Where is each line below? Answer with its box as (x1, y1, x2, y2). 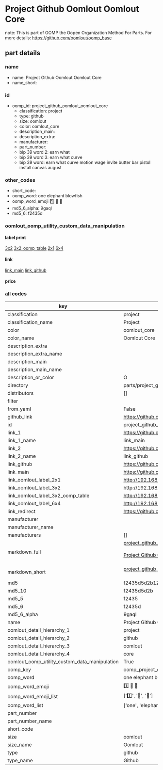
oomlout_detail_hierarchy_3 (7, 642, 70, 649)
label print (5, 234, 26, 241)
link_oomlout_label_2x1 (7, 477, 61, 483)
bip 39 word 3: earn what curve (19, 154, 82, 160)
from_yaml (7, 406, 32, 413)
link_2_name (7, 453, 36, 460)
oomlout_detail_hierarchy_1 (7, 627, 70, 634)
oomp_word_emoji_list (7, 693, 58, 700)
